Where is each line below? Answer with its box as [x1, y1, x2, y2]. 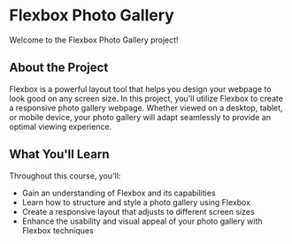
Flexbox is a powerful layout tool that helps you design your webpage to [9, 83, 272, 94]
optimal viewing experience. [9, 121, 112, 132]
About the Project [9, 60, 109, 75]
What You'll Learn [9, 147, 110, 162]
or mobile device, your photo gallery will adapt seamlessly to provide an [9, 111, 272, 122]
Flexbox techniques [21, 225, 95, 235]
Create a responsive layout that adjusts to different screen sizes [21, 206, 255, 217]
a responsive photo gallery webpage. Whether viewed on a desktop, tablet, [9, 103, 283, 113]
